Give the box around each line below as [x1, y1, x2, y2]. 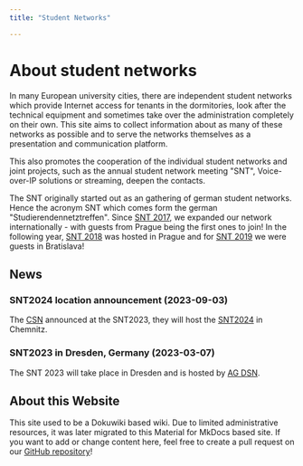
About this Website [9, 393, 120, 408]
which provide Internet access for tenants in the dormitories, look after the [9, 100, 287, 110]
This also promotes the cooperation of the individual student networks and [9, 156, 288, 166]
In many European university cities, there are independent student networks [9, 90, 292, 100]
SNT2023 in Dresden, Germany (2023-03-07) [9, 347, 215, 359]
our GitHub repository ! [9, 446, 93, 457]
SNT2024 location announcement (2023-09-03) [9, 293, 229, 306]
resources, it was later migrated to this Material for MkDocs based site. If [9, 427, 280, 438]
